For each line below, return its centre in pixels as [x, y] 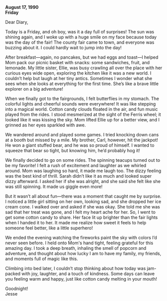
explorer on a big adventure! [34, 89]
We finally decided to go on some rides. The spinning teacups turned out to [83, 160]
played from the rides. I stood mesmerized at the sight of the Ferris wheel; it [83, 114]
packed [13, 274]
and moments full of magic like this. [42, 259]
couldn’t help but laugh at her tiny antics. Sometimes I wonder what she [79, 78]
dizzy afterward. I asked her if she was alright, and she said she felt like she [83, 181]
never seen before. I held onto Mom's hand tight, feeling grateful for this [79, 243]
